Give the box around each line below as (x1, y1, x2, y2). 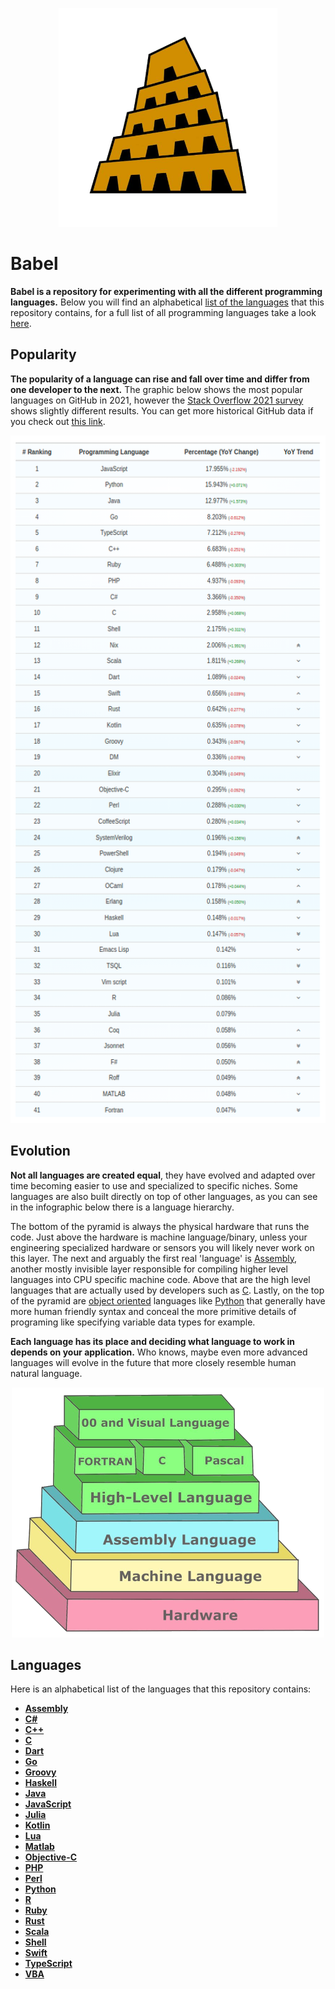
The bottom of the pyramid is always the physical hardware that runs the (10, 1220, 310, 1232)
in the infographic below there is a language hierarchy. (10, 1201, 235, 1213)
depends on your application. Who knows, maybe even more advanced (10, 1346, 308, 1358)
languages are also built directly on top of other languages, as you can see (10, 1190, 318, 1202)
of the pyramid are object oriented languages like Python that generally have (10, 1294, 326, 1307)
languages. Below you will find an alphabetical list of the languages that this (10, 296, 325, 308)
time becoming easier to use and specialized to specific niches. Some (10, 1179, 298, 1192)
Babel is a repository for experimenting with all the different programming (10, 285, 323, 297)
